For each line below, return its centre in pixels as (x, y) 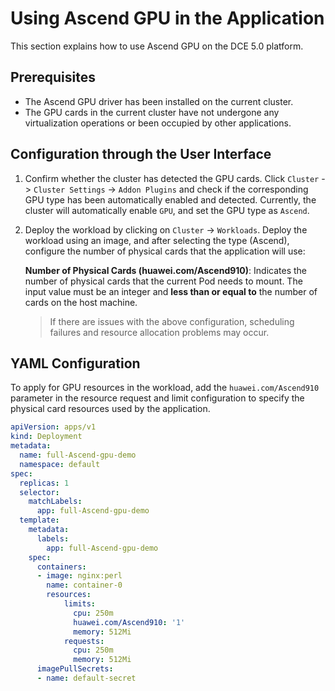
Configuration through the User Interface (141, 154)
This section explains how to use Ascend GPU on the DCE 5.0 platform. (157, 46)
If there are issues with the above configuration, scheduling (172, 321)
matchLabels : (55, 502)
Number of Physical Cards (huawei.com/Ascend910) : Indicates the (165, 270)
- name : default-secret (86, 678)
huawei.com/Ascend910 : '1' (129, 622)
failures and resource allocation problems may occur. (159, 332)
